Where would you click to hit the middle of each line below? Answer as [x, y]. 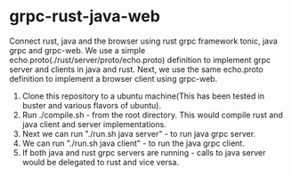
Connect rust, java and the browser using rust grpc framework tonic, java [143, 41]
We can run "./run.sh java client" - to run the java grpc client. [133, 143]
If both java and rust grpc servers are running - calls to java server [144, 152]
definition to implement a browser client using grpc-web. [114, 78]
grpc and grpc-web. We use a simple [77, 50]
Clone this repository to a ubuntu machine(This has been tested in [143, 96]
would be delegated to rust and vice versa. [101, 162]
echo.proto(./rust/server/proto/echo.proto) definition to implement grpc [140, 60]
